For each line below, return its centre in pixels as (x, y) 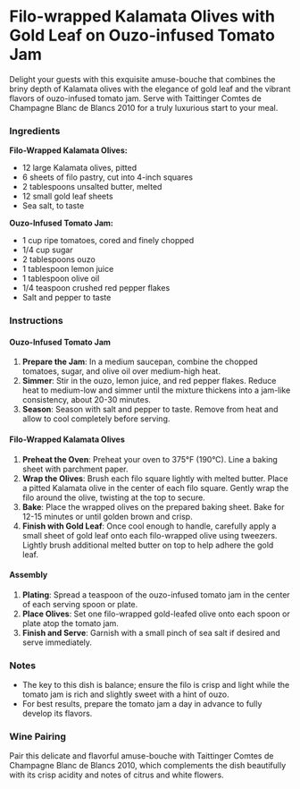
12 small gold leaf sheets (67, 196)
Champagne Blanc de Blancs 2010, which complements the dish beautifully (148, 766)
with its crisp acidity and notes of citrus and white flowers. (117, 775)
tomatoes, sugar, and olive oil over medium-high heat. (121, 371)
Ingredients (35, 131)
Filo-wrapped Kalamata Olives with (142, 17)
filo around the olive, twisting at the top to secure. (113, 497)
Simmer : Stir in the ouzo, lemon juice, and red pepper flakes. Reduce (149, 381)
